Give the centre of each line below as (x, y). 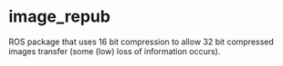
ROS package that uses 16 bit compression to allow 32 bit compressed (141, 42)
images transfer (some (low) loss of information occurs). (115, 51)
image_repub (60, 17)
